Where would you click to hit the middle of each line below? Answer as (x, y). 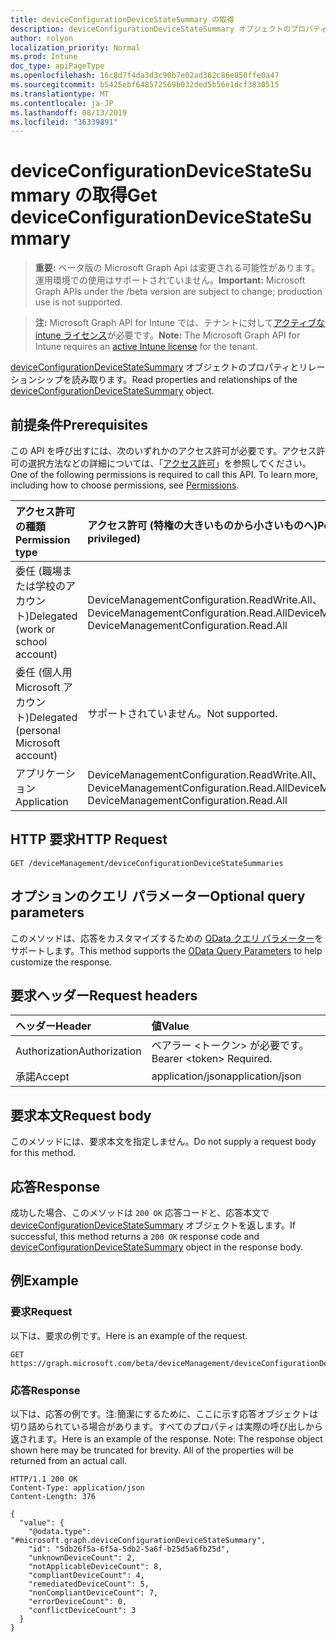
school (31, 641)
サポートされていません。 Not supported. (182, 713)
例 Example (44, 1281)
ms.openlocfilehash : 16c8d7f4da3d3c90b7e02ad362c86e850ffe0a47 (145, 76)
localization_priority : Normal (75, 47)
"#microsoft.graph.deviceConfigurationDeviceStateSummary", (138, 1541)
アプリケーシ (45, 773)
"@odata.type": (60, 1532)
